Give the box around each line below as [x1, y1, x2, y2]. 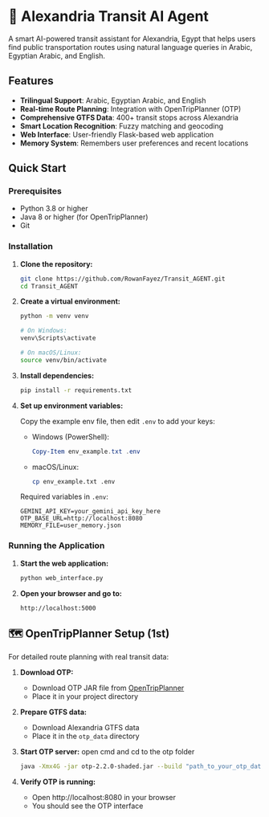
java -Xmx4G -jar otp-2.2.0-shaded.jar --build [19, 762, 182, 770]
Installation [8, 241, 54, 252]
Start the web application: [19, 558, 109, 568]
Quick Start [8, 161, 67, 175]
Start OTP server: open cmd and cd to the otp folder [19, 747, 195, 757]
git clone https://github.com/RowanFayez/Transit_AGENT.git [19, 275, 226, 283]
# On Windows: [19, 327, 67, 335]
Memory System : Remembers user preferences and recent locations [19, 138, 249, 148]
